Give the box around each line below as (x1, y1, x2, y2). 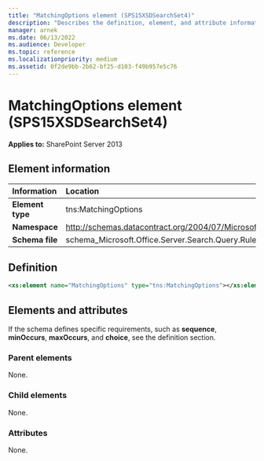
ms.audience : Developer (8, 41, 86, 49)
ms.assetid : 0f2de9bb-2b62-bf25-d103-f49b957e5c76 (8, 63, 178, 71)
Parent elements (8, 352, 72, 363)
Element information (8, 162, 111, 175)
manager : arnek (8, 26, 58, 34)
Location (65, 186, 100, 197)
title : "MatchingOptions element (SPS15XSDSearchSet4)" (8, 11, 195, 20)
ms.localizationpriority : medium (8, 56, 118, 64)
